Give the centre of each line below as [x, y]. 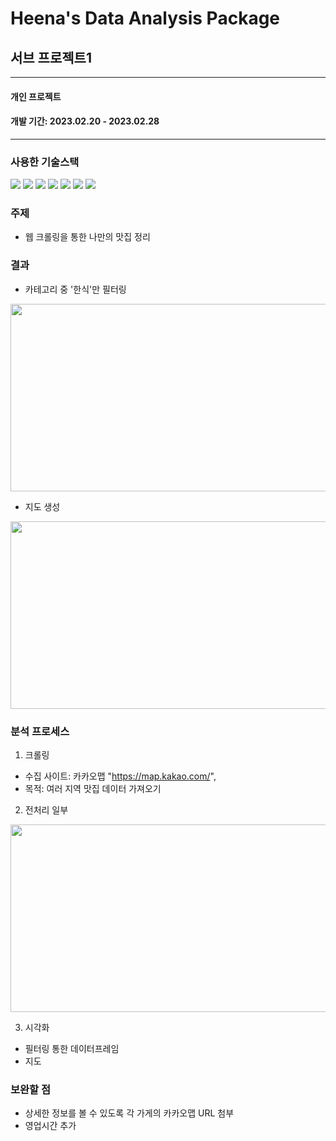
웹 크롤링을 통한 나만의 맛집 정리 [87, 237]
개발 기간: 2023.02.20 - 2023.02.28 [85, 121]
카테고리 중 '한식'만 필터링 [75, 289]
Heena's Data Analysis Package [145, 18]
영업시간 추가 [50, 1126]
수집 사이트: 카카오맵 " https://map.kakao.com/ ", [120, 776]
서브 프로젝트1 [51, 57]
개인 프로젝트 [36, 96]
